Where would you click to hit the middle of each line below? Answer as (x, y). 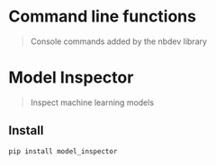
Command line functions (103, 17)
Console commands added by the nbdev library (119, 41)
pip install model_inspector (63, 151)
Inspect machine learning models (92, 102)
